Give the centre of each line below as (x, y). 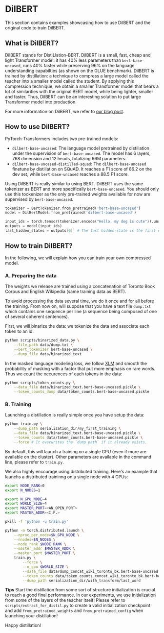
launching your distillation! (31, 616)
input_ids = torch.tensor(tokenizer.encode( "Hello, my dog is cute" (76, 221)
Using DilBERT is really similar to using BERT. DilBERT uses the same (74, 183)
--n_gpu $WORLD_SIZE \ (46, 567)
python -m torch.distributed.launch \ (44, 530)
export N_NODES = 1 (23, 490)
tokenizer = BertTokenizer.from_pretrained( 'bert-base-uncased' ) (73, 208)
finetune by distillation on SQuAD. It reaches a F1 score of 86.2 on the (82, 169)
